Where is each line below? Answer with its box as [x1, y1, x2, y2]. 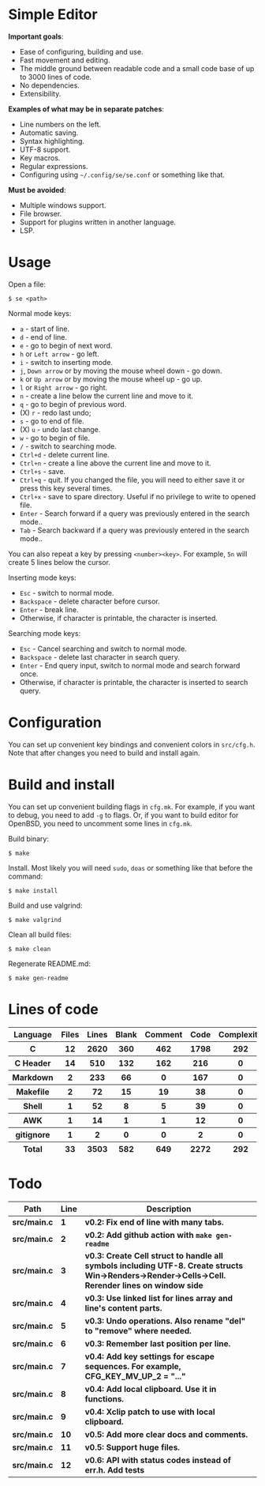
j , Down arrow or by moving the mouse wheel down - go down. [19, 366, 222, 375]
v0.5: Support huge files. [84, 1442, 180, 1453]
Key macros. [19, 152, 61, 163]
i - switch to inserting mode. [19, 357, 113, 367]
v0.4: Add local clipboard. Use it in [84, 1383, 217, 1394]
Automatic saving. [19, 128, 79, 137]
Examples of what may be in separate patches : [8, 104, 164, 114]
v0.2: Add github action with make [84, 1229, 213, 1240]
